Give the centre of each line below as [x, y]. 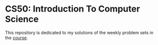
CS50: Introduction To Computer [73, 9]
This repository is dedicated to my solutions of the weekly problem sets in [79, 32]
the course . [17, 38]
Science [22, 19]
